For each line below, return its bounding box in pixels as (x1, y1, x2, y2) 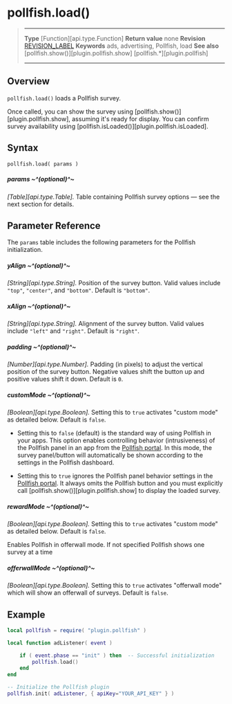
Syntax (7, 142, 39, 154)
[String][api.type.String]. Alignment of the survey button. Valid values (7, 320, 204, 328)
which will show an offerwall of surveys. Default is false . (7, 588, 168, 597)
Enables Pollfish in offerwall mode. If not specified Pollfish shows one (7, 541, 205, 549)
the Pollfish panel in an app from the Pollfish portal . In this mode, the (17, 444, 213, 452)
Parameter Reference (7, 219, 101, 231)
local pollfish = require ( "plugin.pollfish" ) (7, 626, 147, 634)
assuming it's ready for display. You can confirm (71, 114, 209, 123)
